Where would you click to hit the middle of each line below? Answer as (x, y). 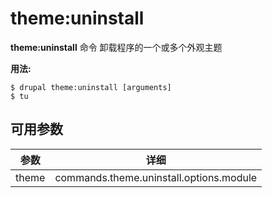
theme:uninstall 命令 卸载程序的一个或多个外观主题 (116, 47)
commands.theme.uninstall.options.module (156, 177)
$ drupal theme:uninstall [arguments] (91, 87)
